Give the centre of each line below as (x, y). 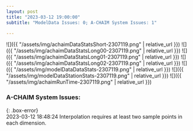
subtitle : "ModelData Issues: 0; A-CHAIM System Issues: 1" (82, 22)
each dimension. (26, 123)
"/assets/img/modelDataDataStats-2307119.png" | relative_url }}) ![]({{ (99, 70)
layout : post (22, 12)
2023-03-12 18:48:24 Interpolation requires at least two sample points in (94, 116)
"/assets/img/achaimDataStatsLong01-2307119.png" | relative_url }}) (97, 57)
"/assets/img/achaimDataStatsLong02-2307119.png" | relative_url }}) (97, 63)
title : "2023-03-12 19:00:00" (43, 17)
